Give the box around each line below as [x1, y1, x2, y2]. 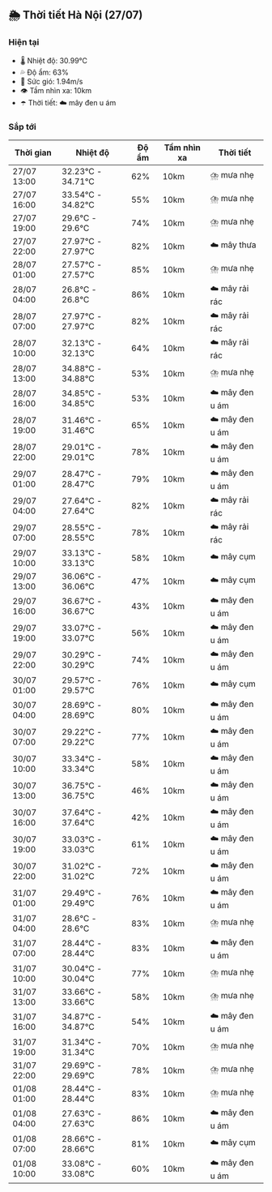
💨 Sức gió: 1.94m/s [19, 76, 83, 86]
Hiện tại [8, 36, 40, 48]
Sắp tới [8, 121, 36, 132]
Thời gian [15, 147, 53, 158]
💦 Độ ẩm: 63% [19, 67, 69, 77]
